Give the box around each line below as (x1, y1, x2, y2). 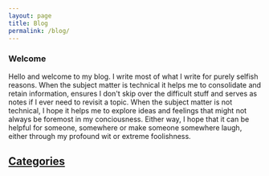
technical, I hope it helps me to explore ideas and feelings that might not (8, 105, 247, 115)
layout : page (8, 11, 52, 20)
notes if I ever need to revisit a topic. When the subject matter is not (8, 97, 233, 107)
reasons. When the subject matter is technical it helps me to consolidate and (8, 80, 262, 89)
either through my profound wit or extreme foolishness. (8, 131, 191, 141)
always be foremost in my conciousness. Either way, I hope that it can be (8, 114, 250, 124)
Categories (8, 154, 66, 169)
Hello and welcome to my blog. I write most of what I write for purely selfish (8, 72, 259, 81)
